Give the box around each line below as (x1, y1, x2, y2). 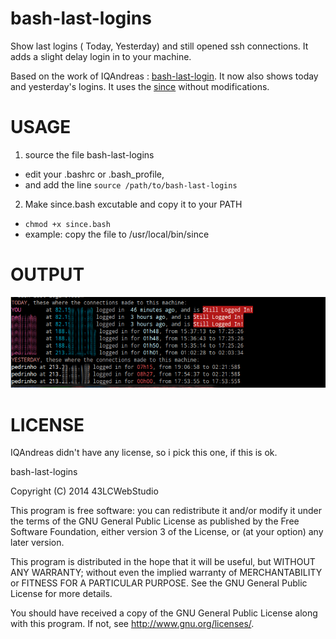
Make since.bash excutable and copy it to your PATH (24, 198, 243, 210)
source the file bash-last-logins (24, 148, 155, 161)
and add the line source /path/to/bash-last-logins (24, 178, 238, 191)
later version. (10, 537, 65, 549)
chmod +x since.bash (24, 219, 111, 229)
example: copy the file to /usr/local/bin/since (24, 228, 210, 240)
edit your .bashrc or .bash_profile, (24, 168, 165, 180)
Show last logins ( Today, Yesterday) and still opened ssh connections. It (10, 40, 309, 52)
